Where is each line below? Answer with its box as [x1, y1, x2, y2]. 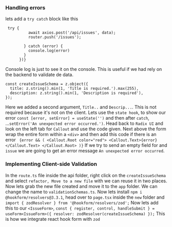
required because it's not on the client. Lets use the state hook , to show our [5, 109, 166, 116]
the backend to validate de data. [5, 71, 73, 78]
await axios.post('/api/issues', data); [28, 30, 116, 35]
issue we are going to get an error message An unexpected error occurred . [5, 148, 165, 154]
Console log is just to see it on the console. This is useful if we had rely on [5, 66, 162, 72]
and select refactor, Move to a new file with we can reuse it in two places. [5, 178, 168, 184]
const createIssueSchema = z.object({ [5, 82, 88, 87]
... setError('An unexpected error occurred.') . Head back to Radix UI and [5, 120, 163, 127]
